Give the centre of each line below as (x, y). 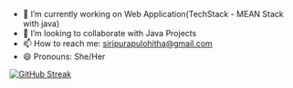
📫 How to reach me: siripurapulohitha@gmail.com (117, 44)
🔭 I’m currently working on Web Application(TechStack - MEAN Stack (153, 14)
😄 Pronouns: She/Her (64, 56)
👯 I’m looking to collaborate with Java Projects (110, 33)
